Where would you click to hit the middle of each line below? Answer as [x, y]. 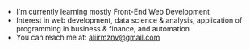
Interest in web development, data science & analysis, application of [129, 20]
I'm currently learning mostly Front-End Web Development [113, 12]
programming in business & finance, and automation [103, 29]
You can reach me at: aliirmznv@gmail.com [88, 37]
